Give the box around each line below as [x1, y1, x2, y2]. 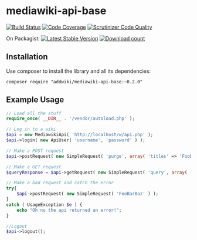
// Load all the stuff [6, 110, 62, 116]
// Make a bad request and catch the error [6, 180, 114, 186]
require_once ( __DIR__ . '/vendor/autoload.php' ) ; [6, 116, 135, 121]
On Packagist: [6, 35, 40, 42]
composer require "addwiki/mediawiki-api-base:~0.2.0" [6, 79, 143, 84]
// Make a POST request [6, 148, 64, 154]
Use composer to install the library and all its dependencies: [6, 67, 151, 75]
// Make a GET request [6, 164, 62, 170]
